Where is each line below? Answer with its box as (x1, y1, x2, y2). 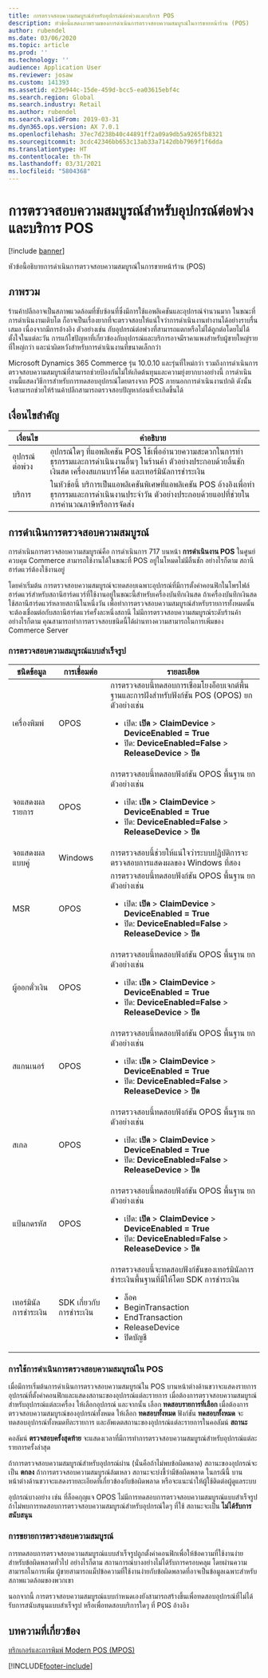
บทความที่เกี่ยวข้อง (8, 1624, 81, 1637)
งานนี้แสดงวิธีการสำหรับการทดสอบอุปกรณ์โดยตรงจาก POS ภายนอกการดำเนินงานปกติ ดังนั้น (8, 376, 252, 385)
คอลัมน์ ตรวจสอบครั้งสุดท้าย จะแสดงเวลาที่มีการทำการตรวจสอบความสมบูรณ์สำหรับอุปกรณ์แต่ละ (8, 1433, 258, 1443)
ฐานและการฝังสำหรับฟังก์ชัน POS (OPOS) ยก (110, 689, 253, 700)
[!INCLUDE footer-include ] (8, 1661, 93, 1671)
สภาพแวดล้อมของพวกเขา (8, 1576, 74, 1585)
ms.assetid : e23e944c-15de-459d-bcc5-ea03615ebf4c (8, 85, 180, 94)
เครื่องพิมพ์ (12, 717, 45, 728)
